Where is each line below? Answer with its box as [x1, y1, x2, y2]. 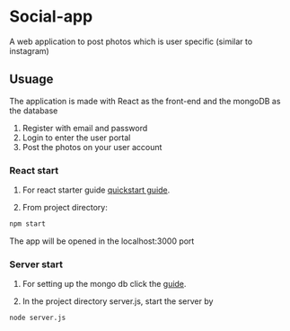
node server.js [9, 313, 66, 323]
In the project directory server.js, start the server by [22, 296, 214, 307]
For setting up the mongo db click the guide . [22, 279, 187, 290]
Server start [9, 258, 63, 271]
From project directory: [22, 202, 108, 213]
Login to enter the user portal [22, 132, 131, 143]
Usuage [9, 72, 54, 87]
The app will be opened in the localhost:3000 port [9, 236, 195, 246]
